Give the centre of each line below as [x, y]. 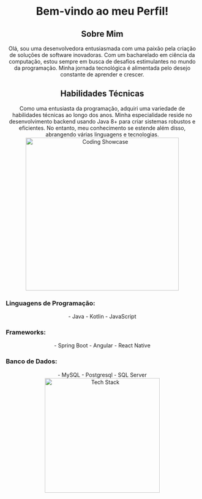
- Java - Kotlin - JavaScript [102, 317]
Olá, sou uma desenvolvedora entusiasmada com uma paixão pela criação [102, 48]
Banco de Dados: [32, 361]
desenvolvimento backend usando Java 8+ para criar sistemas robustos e [102, 121]
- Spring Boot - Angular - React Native [102, 346]
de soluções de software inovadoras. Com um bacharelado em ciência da [102, 55]
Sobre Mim [102, 34]
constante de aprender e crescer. [102, 74]
